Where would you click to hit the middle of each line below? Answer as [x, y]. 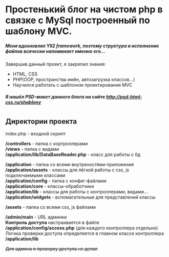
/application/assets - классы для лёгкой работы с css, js [67, 170]
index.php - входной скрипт [35, 134]
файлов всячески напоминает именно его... [56, 51]
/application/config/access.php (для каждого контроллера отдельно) [82, 228]
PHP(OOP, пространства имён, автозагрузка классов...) [74, 80]
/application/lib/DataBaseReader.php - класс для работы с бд [73, 154]
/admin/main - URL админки [36, 217]
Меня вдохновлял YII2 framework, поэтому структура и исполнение [82, 46]
